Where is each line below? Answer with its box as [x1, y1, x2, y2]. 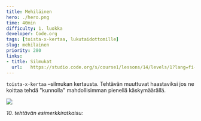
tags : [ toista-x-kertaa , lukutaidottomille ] [6, 36, 119, 42]
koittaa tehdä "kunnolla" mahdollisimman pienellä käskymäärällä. [6, 87, 166, 94]
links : [6, 53, 23, 59]
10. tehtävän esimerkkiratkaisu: [6, 110, 84, 117]
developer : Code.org [6, 31, 58, 37]
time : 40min [6, 20, 36, 26]
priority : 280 [6, 48, 42, 54]
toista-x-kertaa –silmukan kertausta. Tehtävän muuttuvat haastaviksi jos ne [6, 80, 194, 88]
